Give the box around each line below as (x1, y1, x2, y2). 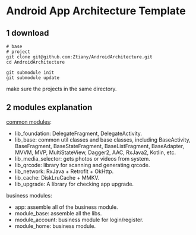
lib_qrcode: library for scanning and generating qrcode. (14, 161, 150, 168)
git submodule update (6, 75, 60, 81)
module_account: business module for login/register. (14, 216, 144, 223)
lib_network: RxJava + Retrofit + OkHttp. (14, 168, 114, 175)
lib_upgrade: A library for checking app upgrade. (14, 180, 134, 187)
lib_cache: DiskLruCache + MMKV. (14, 174, 100, 181)
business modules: (6, 192, 52, 199)
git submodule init (6, 70, 55, 76)
